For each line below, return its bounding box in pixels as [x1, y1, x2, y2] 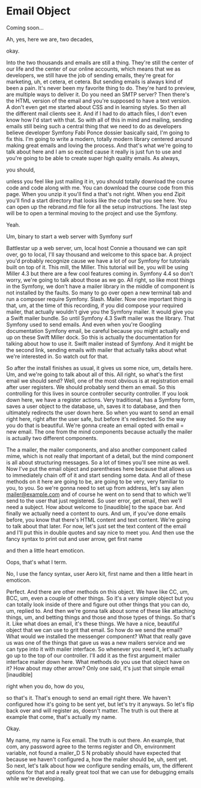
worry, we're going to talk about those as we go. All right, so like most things [6, 276, 196, 283]
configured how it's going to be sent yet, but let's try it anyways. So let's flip [6, 700, 194, 708]
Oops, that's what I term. [6, 558, 68, 566]
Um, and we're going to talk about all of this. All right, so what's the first [6, 371, 184, 378]
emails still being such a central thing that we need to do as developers [6, 122, 182, 130]
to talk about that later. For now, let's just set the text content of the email [6, 522, 187, 530]
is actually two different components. [6, 434, 98, 441]
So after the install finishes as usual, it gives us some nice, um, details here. [6, 364, 193, 371]
